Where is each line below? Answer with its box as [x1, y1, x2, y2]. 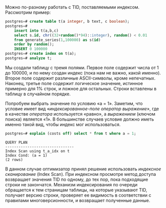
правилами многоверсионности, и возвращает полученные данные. [5, 197, 150, 203]
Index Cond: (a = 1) [5, 153, 48, 158]
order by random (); [14, 42, 55, 47]
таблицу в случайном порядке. [5, 91, 71, 97]
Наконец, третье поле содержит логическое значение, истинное [5, 80, 143, 86]
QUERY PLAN [5, 140, 28, 145]
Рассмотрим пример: [5, 9, 51, 15]
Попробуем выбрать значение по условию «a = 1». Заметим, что [5, 100, 143, 106]
